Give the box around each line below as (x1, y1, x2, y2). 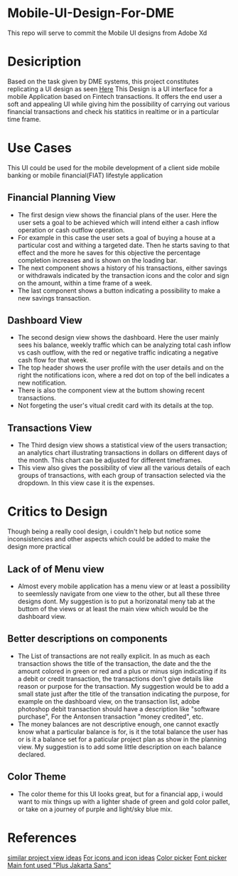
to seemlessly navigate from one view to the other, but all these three (17, 590, 220, 598)
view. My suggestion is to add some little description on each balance (17, 742, 222, 751)
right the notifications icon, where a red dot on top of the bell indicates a (17, 371, 229, 380)
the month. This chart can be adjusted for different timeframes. (17, 456, 202, 464)
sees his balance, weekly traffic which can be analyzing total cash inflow (17, 340, 231, 350)
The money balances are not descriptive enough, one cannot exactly (17, 719, 220, 728)
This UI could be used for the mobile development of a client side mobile (7, 163, 220, 172)
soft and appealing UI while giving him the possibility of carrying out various (7, 100, 230, 108)
